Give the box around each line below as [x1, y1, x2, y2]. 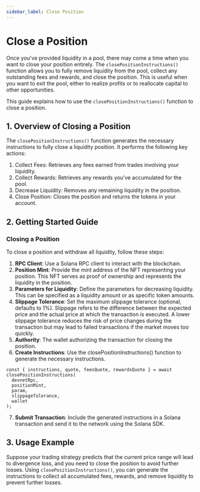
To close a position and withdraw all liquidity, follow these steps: [6, 249, 164, 256]
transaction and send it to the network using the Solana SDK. [14, 420, 165, 427]
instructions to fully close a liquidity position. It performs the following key [6, 143, 188, 151]
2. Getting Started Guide [6, 216, 99, 227]
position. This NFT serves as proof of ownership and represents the [14, 273, 182, 280]
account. [14, 200, 37, 207]
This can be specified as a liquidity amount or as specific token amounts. [14, 292, 195, 299]
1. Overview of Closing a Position [6, 121, 131, 132]
